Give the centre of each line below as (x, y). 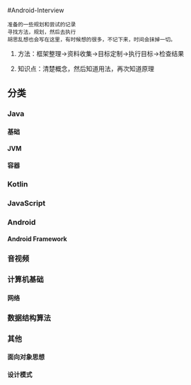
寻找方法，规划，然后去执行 (42, 32)
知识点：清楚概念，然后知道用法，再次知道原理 (86, 69)
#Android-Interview (36, 10)
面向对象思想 (26, 357)
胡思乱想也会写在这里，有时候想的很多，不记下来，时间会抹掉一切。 (92, 40)
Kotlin (18, 184)
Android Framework (37, 239)
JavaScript (27, 203)
